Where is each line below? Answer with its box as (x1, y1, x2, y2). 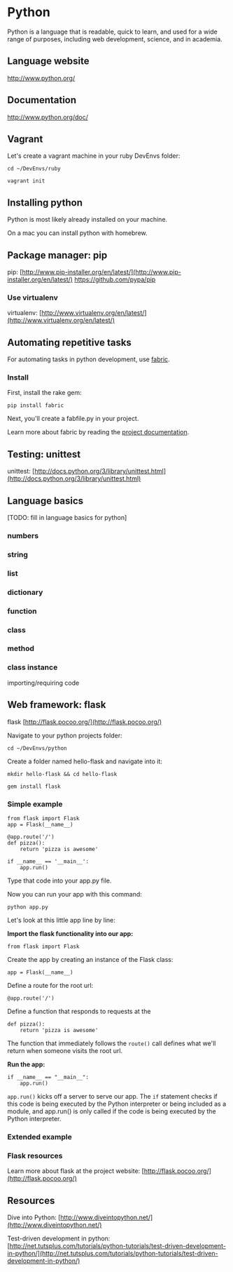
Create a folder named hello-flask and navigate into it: (7, 757, 163, 765)
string (7, 549, 28, 559)
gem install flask (7, 783, 61, 790)
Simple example (7, 799, 63, 809)
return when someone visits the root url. (7, 1046, 123, 1055)
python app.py (7, 903, 49, 911)
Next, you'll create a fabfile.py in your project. (7, 415, 139, 423)
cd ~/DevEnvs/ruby (7, 166, 61, 173)
